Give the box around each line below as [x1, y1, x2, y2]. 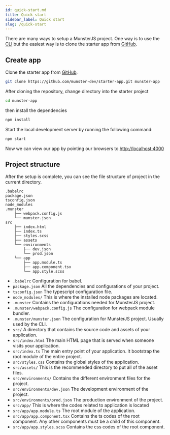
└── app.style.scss [23, 269, 65, 274]
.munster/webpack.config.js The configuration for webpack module [12, 305, 155, 311]
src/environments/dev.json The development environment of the [12, 386, 149, 392]
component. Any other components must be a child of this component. [12, 418, 161, 425]
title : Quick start [5, 12, 47, 17]
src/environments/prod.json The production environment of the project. [12, 397, 163, 403]
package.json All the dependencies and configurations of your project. [12, 283, 160, 289]
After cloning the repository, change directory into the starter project [5, 88, 149, 94]
